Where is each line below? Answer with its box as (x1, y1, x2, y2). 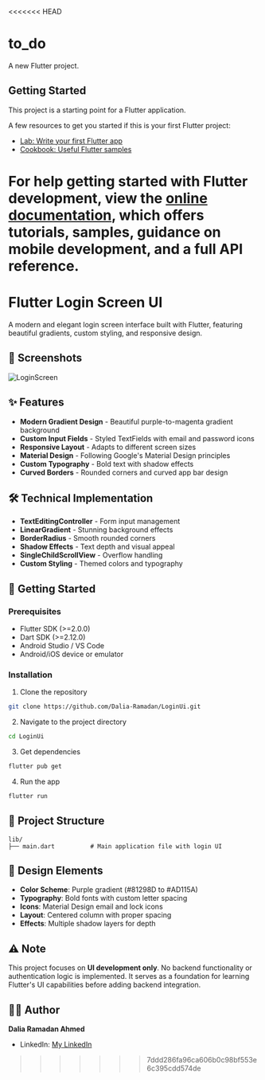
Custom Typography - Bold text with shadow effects (19, 459, 194, 468)
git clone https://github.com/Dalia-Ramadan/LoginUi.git (8, 702, 201, 711)
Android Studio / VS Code (19, 641, 105, 650)
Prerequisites (8, 605, 61, 616)
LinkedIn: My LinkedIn (19, 1039, 92, 1050)
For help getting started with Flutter (8, 172, 248, 190)
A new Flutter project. (8, 61, 80, 70)
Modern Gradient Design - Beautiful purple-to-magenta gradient (19, 417, 233, 426)
